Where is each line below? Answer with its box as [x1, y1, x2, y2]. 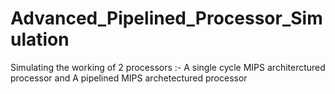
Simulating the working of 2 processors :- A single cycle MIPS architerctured [10, 61, 326, 73]
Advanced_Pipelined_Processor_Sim [10, 7, 323, 30]
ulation [10, 28, 70, 51]
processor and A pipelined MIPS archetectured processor [10, 72, 248, 84]
